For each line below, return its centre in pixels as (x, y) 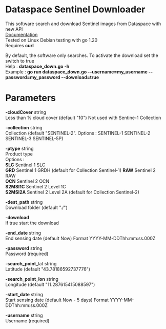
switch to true (20, 61)
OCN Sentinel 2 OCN (27, 181)
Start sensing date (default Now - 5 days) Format (57, 300)
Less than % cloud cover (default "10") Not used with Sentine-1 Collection (83, 118)
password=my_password (33, 77)
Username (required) (27, 321)
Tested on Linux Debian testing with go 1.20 (51, 40)
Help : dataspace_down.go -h (37, 66)
